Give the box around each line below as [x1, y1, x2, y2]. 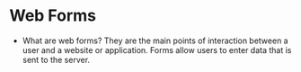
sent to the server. [22, 54, 91, 65]
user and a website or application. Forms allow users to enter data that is [22, 44, 292, 55]
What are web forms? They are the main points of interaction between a [22, 35, 289, 46]
